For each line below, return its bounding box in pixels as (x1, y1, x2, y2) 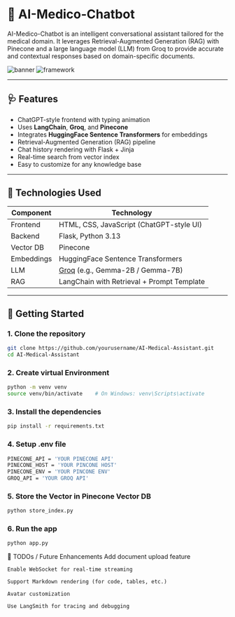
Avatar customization (7, 590, 71, 598)
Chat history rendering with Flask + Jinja (17, 145, 134, 154)
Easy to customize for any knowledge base (17, 160, 142, 168)
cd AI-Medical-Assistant (7, 351, 80, 358)
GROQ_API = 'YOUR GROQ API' (7, 475, 90, 482)
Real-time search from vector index (17, 152, 120, 161)
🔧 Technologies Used (7, 187, 101, 199)
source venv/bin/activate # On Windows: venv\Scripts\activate (7, 391, 205, 398)
